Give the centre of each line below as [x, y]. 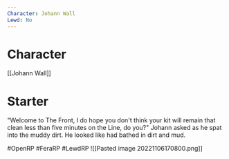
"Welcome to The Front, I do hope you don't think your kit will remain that [111, 120]
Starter [28, 101]
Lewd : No [20, 20]
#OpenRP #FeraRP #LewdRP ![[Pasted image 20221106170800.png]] [105, 149]
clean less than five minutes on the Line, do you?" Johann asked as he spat [114, 128]
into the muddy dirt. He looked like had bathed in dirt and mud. [97, 135]
